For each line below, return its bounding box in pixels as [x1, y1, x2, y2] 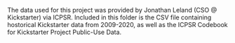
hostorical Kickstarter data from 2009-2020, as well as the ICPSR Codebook [7, 21, 228, 28]
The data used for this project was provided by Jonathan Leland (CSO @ [7, 6, 217, 14]
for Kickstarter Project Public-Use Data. [7, 28, 122, 36]
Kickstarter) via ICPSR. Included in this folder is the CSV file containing [7, 13, 212, 21]
